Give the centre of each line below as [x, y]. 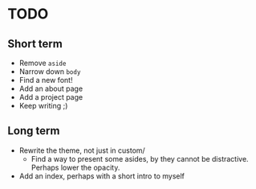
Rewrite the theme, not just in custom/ [82, 150]
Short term [35, 44]
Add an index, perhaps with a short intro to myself [102, 176]
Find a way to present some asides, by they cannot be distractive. [140, 158]
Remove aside [43, 63]
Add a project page [51, 97]
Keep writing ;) [43, 106]
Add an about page [51, 88]
